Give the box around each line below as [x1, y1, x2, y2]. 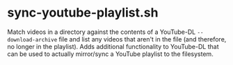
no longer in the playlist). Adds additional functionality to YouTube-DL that [7, 42, 219, 50]
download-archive [7, 36, 58, 43]
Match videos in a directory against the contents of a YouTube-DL [7, 28, 196, 36]
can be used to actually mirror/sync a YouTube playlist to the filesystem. [7, 50, 214, 58]
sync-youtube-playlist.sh [7, 5, 159, 21]
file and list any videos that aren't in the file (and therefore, [58, 35, 227, 43]
